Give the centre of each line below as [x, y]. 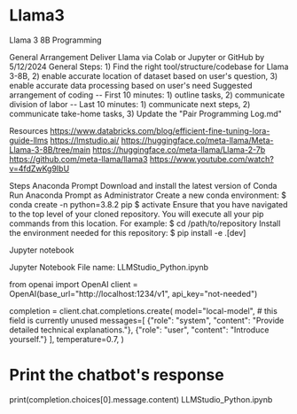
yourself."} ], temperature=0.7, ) [66, 339]
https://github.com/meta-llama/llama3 [78, 159]
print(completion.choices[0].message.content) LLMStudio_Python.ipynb [141, 399]
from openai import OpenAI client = [74, 284]
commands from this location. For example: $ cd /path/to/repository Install [145, 223]
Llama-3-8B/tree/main [50, 149]
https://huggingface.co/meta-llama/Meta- [197, 140]
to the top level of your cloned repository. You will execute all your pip [137, 214]
